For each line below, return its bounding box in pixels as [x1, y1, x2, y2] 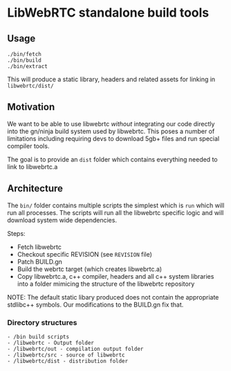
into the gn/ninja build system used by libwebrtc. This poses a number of [7, 127, 215, 135]
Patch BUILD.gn [17, 257, 62, 266]
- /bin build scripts [7, 333, 70, 340]
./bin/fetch [7, 51, 41, 58]
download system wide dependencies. [7, 216, 118, 224]
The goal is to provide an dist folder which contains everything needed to [7, 155, 218, 164]
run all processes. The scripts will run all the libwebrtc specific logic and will [7, 208, 224, 216]
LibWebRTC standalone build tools [7, 5, 210, 21]
